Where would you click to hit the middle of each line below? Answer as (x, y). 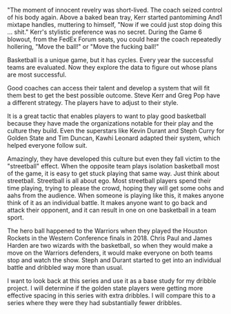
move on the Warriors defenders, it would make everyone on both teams (110, 253)
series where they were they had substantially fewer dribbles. (94, 303)
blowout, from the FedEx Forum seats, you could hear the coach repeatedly (114, 39)
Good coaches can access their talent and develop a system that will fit (109, 88)
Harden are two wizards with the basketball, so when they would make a (110, 245)
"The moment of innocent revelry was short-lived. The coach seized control (115, 10)
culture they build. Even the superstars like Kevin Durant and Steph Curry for (116, 131)
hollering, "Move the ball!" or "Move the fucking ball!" (83, 47)
